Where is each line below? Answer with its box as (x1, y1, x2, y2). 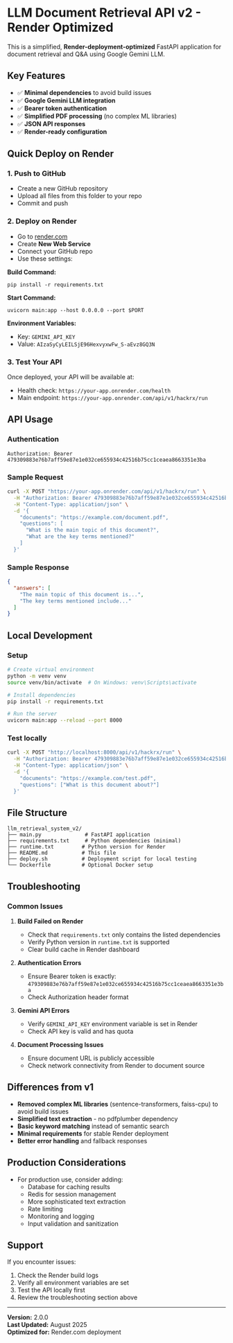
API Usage (7, 414, 53, 426)
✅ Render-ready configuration (17, 127, 107, 136)
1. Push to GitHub (7, 168, 67, 178)
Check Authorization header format (27, 993, 129, 1001)
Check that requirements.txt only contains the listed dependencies (27, 930, 221, 939)
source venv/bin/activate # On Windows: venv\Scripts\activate (7, 679, 197, 686)
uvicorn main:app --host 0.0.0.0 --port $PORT (7, 306, 144, 313)
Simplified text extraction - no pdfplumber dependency (17, 1114, 178, 1123)
